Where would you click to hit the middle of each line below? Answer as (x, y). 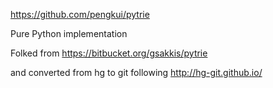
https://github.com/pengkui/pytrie (80, 14)
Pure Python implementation (69, 33)
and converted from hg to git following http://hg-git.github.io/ (136, 72)
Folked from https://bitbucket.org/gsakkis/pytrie (109, 53)
